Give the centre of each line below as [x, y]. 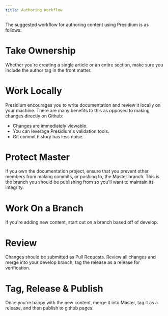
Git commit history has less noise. [48, 136]
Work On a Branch [45, 208]
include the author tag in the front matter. [48, 70]
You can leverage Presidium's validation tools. [61, 131]
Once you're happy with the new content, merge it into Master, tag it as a [82, 303]
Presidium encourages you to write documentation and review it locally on [83, 105]
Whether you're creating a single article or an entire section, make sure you [84, 65]
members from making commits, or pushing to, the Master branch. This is [82, 177]
